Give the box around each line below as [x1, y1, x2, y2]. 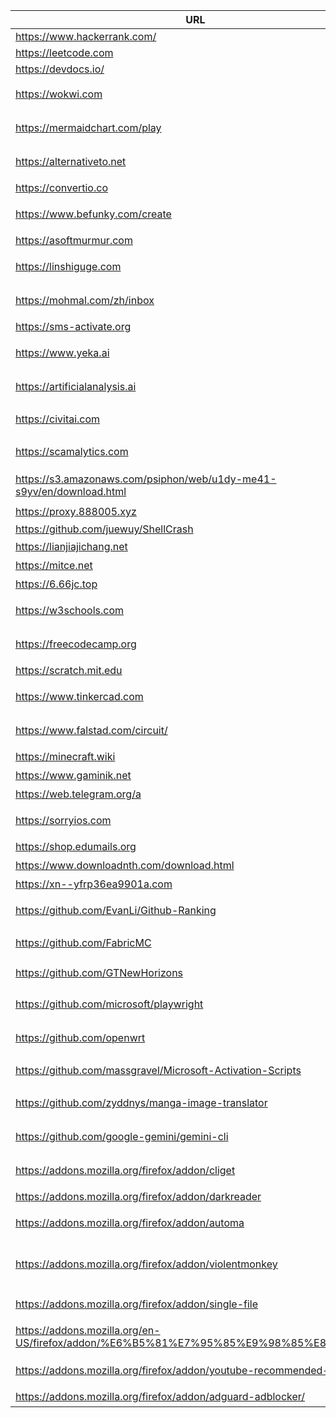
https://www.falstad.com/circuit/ [15, 724, 168, 737]
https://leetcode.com [15, 46, 114, 59]
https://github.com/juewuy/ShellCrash [15, 522, 194, 536]
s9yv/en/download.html [15, 485, 127, 498]
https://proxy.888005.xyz [15, 505, 137, 518]
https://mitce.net [15, 559, 93, 572]
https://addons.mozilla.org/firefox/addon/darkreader [15, 1190, 262, 1203]
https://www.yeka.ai [15, 346, 110, 359]
